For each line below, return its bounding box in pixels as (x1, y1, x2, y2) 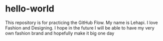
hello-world (5, 3, 55, 14)
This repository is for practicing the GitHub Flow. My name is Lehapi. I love (5, 19, 158, 25)
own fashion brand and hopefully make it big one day (5, 30, 115, 36)
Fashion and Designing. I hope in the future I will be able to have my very (5, 24, 155, 30)
